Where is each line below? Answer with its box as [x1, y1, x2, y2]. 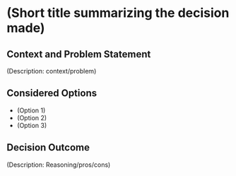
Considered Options [6, 87, 97, 100]
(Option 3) [16, 121, 47, 129]
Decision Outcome [6, 141, 90, 153]
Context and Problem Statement [6, 48, 151, 60]
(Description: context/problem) [6, 67, 97, 75]
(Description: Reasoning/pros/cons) [6, 160, 111, 169]
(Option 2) [16, 113, 47, 122]
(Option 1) [16, 106, 46, 115]
